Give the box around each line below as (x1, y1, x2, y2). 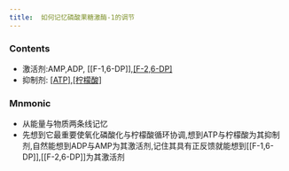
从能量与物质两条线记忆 (21, 119, 108, 129)
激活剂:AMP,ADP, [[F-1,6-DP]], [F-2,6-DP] (21, 63, 173, 74)
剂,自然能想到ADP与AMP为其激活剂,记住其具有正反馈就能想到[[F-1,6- (21, 141, 275, 152)
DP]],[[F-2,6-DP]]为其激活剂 (21, 152, 126, 162)
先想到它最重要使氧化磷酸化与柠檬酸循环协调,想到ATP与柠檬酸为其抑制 (21, 129, 281, 140)
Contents (9, 42, 51, 54)
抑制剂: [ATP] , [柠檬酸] (21, 74, 102, 85)
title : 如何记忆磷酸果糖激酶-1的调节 (9, 12, 136, 22)
